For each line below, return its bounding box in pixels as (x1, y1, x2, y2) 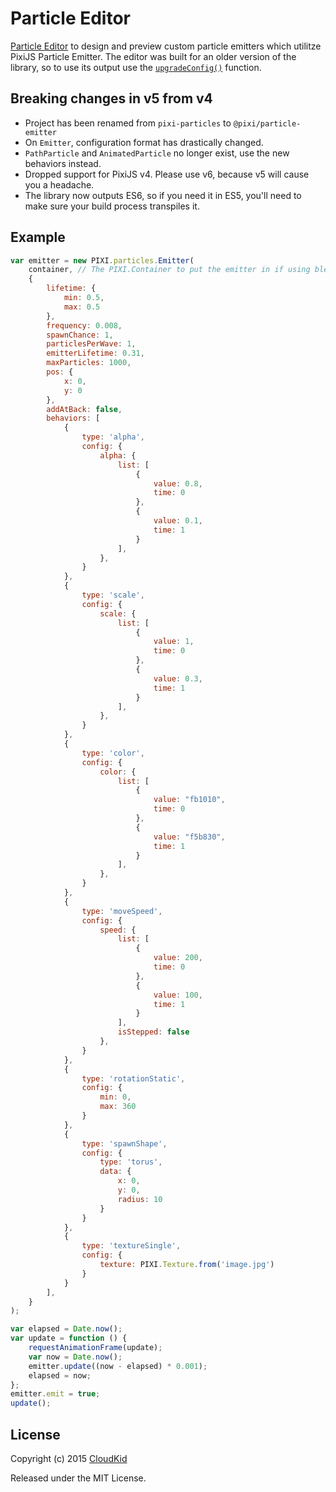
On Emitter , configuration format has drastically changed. (24, 136, 264, 148)
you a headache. (24, 178, 95, 191)
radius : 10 (117, 1194, 163, 1204)
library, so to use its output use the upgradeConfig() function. (10, 61, 262, 73)
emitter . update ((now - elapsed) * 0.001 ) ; (28, 1361, 208, 1371)
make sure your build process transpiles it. (24, 200, 200, 212)
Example (10, 229, 66, 246)
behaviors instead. (24, 157, 102, 169)
